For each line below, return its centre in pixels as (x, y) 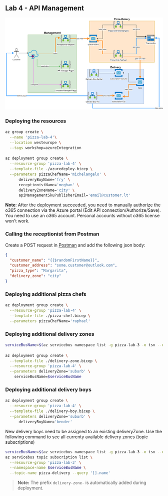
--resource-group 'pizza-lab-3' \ (45, 462)
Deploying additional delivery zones (50, 334)
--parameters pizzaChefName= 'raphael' (50, 321)
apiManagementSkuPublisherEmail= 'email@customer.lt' (74, 195)
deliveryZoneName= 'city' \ (46, 190)
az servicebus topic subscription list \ (49, 457)
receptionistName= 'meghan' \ (49, 185)
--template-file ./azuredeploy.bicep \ (51, 169)
